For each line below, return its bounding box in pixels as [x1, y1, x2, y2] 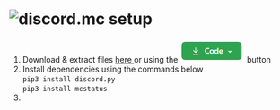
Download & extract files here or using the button [22, 54, 271, 64]
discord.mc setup [18, 9, 153, 30]
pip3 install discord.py [22, 74, 116, 84]
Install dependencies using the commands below [22, 63, 204, 74]
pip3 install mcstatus [22, 84, 108, 93]
